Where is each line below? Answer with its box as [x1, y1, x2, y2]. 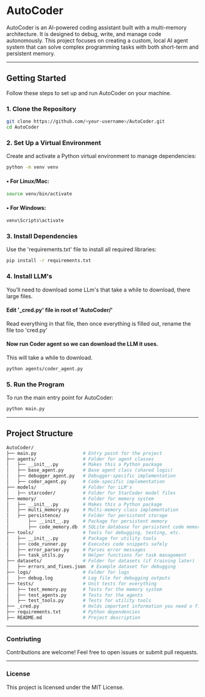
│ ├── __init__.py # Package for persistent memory [6, 518, 168, 524]
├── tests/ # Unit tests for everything [6, 581, 157, 587]
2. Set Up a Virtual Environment [6, 138, 102, 147]
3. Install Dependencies [6, 232, 78, 241]
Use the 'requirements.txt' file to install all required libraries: [6, 246, 157, 253]
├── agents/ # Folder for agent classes [6, 456, 154, 462]
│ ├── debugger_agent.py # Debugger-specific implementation [6, 473, 176, 479]
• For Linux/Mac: [6, 177, 50, 185]
